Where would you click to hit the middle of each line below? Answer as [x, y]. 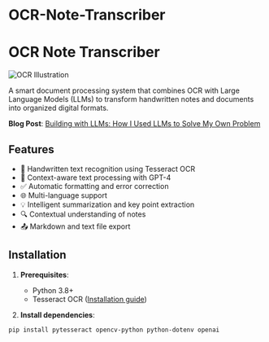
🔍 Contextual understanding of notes [83, 214]
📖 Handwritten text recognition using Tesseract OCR [108, 169]
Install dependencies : [57, 314]
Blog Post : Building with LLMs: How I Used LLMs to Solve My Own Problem [134, 124]
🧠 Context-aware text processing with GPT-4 [95, 178]
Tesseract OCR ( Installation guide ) [90, 299]
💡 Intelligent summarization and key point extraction [107, 204]
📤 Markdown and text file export [75, 226]
